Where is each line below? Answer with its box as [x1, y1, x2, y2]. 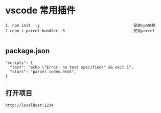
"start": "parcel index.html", [10, 69, 77, 74]
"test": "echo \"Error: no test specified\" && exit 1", [10, 64, 134, 70]
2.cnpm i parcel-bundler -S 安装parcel [5, 28, 155, 33]
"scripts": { [5, 60, 33, 65]
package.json [5, 47, 50, 55]
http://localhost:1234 [5, 103, 54, 108]
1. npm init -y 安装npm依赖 [5, 22, 156, 28]
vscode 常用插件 [5, 5, 76, 16]
